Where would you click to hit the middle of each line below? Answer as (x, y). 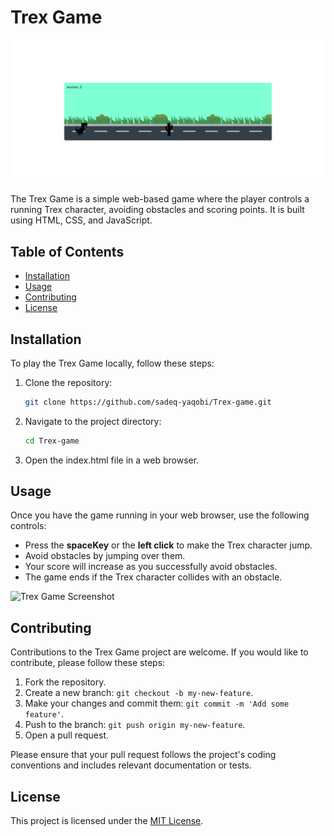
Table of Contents (67, 251)
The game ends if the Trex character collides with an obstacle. (153, 577)
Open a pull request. (67, 735)
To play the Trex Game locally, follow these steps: (112, 363)
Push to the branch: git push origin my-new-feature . (135, 725)
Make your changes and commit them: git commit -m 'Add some (157, 703)
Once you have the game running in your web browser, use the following (160, 515)
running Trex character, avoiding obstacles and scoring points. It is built (157, 210)
